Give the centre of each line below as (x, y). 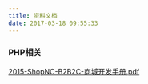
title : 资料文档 (33, 16)
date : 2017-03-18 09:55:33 (53, 23)
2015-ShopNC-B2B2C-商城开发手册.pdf (74, 71)
